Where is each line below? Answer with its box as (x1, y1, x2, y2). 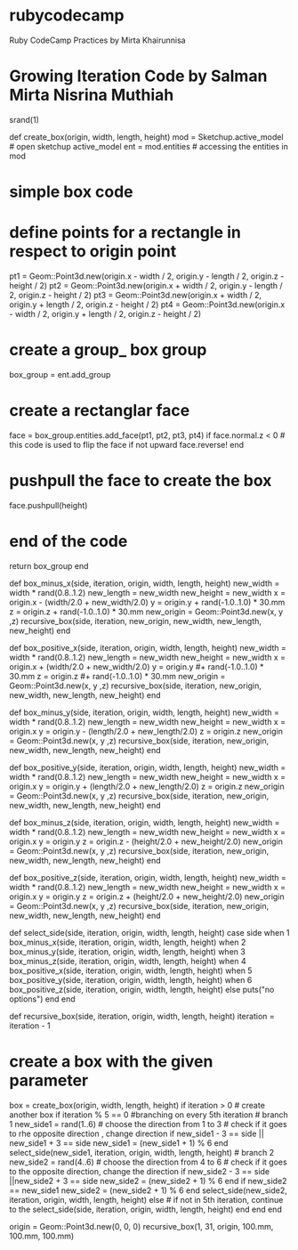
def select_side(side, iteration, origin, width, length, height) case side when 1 (9, 927, 290, 937)
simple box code (9, 182, 133, 202)
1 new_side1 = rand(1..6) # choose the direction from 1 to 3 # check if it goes (9, 1118, 287, 1129)
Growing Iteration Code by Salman (9, 66, 268, 86)
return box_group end (9, 560, 89, 571)
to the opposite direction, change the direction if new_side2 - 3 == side (9, 1165, 270, 1176)
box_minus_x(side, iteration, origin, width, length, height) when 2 (9, 937, 246, 947)
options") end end (9, 994, 76, 1004)
